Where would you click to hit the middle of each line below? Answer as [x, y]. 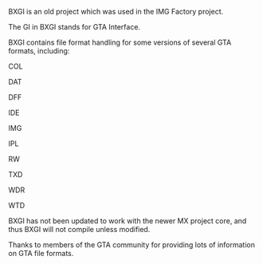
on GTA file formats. [41, 253]
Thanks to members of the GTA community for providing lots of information [131, 245]
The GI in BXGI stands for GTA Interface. [75, 27]
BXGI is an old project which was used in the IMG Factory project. [116, 12]
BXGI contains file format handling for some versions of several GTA [120, 42]
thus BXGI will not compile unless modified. [79, 229]
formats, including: [39, 51]
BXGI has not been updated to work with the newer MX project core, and [128, 221]
